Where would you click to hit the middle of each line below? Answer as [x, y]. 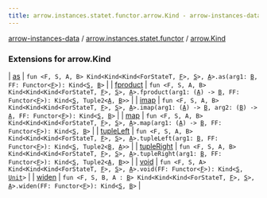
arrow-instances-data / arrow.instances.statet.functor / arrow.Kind [117, 38]
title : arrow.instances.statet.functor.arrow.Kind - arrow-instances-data [135, 16]
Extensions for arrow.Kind [60, 59]
